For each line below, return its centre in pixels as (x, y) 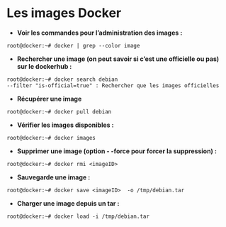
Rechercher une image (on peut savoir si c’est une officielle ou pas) (118, 59)
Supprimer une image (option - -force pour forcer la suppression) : (117, 151)
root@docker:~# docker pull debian (59, 111)
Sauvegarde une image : (53, 177)
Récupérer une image (49, 99)
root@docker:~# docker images (51, 138)
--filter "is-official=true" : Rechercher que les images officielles (113, 85)
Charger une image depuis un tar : (68, 203)
